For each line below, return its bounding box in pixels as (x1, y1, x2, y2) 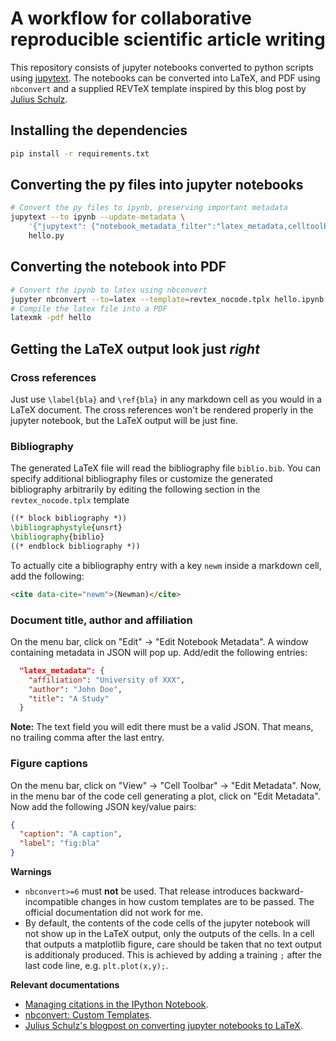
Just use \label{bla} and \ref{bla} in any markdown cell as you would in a (10, 393, 322, 405)
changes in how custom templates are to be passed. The (80, 896, 315, 908)
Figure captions (10, 757, 88, 771)
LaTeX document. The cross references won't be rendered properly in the (10, 403, 314, 416)
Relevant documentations (10, 979, 120, 991)
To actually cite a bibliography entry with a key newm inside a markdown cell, (10, 559, 322, 571)
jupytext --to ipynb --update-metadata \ (10, 212, 186, 222)
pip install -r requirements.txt (10, 148, 150, 159)
